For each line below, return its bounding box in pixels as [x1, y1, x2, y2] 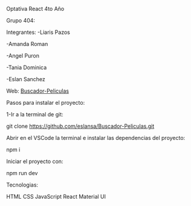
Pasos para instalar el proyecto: [6, 99, 85, 106]
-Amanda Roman [6, 41, 48, 47]
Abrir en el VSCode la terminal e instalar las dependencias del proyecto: [6, 135, 186, 141]
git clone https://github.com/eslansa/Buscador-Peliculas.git [6, 122, 155, 130]
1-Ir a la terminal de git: [6, 111, 63, 118]
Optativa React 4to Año [6, 5, 65, 12]
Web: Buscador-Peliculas [6, 87, 70, 95]
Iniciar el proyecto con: [6, 158, 63, 165]
